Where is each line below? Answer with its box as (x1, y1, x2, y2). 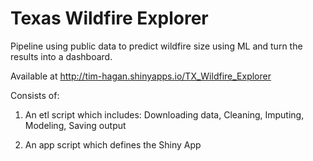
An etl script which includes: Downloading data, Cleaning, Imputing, (24, 108, 305, 121)
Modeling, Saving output (24, 119, 127, 131)
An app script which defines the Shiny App (24, 138, 202, 151)
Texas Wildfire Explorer (10, 7, 209, 30)
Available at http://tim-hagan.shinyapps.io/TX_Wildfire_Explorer (10, 70, 272, 82)
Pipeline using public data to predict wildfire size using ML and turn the (10, 40, 303, 52)
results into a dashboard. (10, 50, 113, 62)
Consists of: (10, 89, 60, 101)
